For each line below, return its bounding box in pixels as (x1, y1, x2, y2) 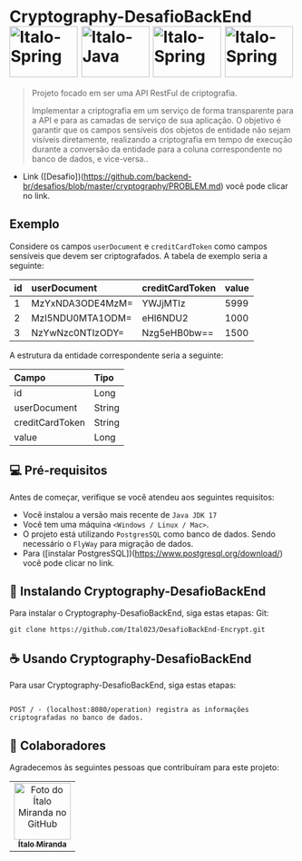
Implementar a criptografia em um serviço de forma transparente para (31, 104, 294, 115)
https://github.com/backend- (83, 171, 192, 182)
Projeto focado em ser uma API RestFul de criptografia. (31, 87, 238, 98)
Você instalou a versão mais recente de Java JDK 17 (22, 509, 218, 520)
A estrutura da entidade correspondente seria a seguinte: (9, 350, 224, 361)
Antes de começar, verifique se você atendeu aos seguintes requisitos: (9, 491, 275, 502)
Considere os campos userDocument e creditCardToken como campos (9, 241, 268, 252)
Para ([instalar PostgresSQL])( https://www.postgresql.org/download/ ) (22, 548, 283, 559)
